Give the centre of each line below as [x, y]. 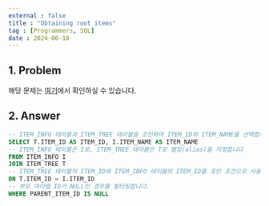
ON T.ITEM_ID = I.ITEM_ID [51, 179]
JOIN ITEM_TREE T [37, 164]
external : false [37, 16]
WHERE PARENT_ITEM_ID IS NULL [59, 194]
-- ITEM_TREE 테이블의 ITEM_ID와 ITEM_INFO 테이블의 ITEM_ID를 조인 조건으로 [127, 172]
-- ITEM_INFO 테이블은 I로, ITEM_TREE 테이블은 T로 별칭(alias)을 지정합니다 [126, 149]
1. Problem [35, 70]
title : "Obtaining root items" [62, 23]
